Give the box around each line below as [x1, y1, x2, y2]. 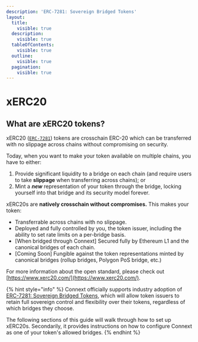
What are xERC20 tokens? [6, 118, 105, 128]
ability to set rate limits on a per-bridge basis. [14, 231, 126, 239]
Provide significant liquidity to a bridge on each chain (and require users [14, 170, 192, 177]
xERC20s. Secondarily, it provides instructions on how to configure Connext [6, 322, 192, 330]
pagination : [11, 64, 42, 70]
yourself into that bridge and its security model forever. [14, 189, 150, 196]
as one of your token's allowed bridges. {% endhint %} [6, 329, 141, 336]
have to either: [6, 159, 42, 166]
